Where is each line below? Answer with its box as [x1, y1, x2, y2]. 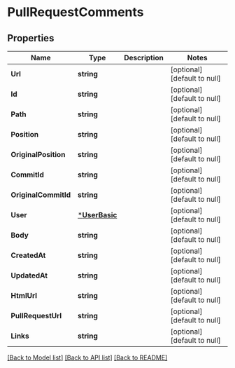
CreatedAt [10, 250, 46, 260]
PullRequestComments [7, 4, 145, 20]
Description [123, 53, 164, 62]
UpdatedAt [10, 271, 48, 280]
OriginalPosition [10, 150, 66, 159]
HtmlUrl [10, 291, 37, 300]
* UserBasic [77, 210, 117, 219]
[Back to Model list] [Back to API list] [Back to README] [7, 353, 168, 362]
